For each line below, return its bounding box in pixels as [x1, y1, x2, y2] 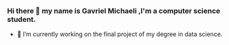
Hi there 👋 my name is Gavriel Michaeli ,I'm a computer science [7, 6, 221, 16]
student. [7, 14, 36, 24]
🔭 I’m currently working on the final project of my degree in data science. [16, 30, 223, 38]
